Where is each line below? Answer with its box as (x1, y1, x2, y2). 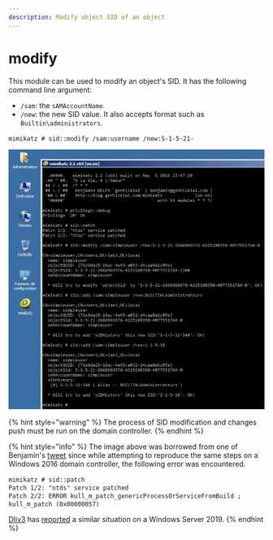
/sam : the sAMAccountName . (19, 100, 106, 110)
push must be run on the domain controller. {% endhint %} (8, 426, 205, 436)
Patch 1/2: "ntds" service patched (8, 484, 129, 492)
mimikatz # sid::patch (8, 476, 85, 484)
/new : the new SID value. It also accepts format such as (19, 109, 205, 119)
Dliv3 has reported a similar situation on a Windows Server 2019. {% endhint (8, 515, 264, 525)
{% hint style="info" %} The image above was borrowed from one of (8, 442, 238, 451)
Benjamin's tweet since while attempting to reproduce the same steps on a (8, 451, 258, 460)
